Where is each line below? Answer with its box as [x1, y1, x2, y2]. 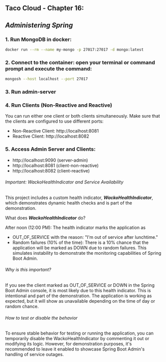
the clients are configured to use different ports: [5, 118, 104, 124]
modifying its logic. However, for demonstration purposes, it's [5, 341, 132, 347]
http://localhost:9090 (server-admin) [12, 157, 88, 163]
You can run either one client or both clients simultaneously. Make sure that [5, 113, 161, 119]
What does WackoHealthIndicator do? [5, 214, 86, 221]
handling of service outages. [5, 352, 64, 358]
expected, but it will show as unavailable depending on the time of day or [5, 298, 156, 304]
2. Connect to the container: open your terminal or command [5, 59, 156, 66]
